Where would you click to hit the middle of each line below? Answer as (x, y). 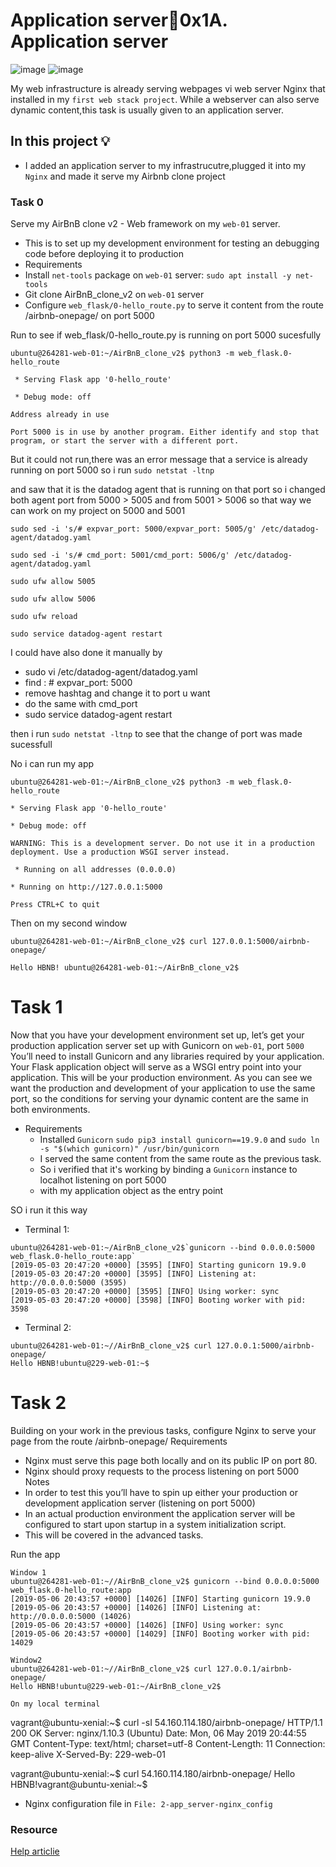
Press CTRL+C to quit (55, 905)
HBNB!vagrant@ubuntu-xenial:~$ (79, 1784)
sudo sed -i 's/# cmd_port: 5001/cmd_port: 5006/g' (120, 555)
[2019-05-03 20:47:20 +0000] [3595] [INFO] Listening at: (133, 1274)
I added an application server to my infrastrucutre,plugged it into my (165, 165)
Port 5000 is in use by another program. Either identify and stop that (165, 432)
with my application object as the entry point (131, 1190)
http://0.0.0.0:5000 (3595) (69, 1282)
